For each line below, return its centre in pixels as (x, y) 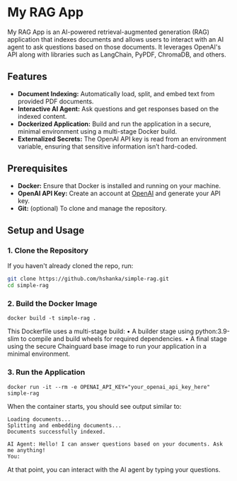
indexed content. (42, 116)
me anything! (27, 450)
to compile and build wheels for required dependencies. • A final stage (124, 339)
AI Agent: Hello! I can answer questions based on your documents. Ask (115, 444)
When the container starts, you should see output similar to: (94, 406)
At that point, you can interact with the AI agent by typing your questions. (114, 469)
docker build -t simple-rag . (52, 318)
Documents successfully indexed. (57, 431)
